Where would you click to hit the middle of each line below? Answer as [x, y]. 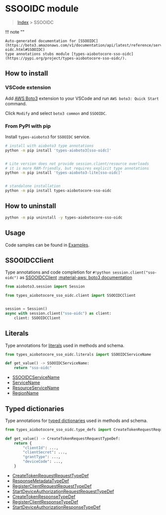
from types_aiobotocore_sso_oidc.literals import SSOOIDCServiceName [78, 354]
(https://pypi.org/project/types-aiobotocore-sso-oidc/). [66, 58]
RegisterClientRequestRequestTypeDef [52, 486]
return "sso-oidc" [33, 368]
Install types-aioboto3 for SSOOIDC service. [48, 137]
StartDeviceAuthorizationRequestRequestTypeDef [63, 491]
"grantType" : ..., [42, 457]
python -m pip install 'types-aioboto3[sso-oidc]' [58, 150]
